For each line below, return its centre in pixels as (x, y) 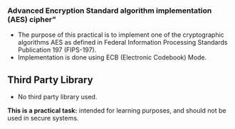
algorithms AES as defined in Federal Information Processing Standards (122, 43)
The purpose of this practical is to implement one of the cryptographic (121, 35)
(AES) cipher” (32, 19)
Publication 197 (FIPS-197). (57, 50)
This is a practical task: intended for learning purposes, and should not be (117, 111)
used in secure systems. (43, 118)
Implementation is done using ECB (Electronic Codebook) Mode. (112, 57)
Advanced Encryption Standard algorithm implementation (110, 11)
